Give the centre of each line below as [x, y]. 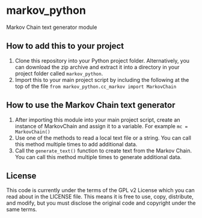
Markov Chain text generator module [52, 27]
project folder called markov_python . [59, 73]
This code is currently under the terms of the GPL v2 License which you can [101, 190]
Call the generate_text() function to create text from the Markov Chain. [103, 151]
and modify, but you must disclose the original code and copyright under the [101, 203]
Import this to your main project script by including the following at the [102, 79]
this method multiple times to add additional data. [76, 144]
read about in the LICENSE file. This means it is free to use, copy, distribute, [100, 197]
